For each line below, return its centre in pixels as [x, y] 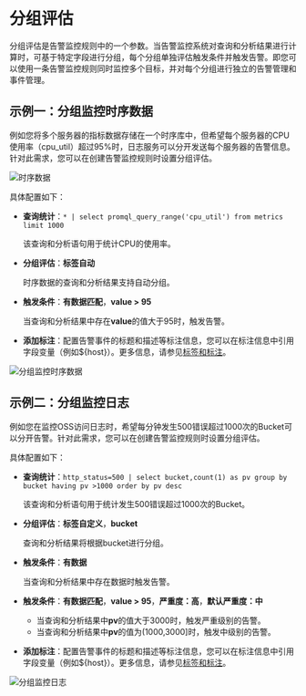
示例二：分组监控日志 [69, 403]
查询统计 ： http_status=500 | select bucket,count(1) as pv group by [155, 476]
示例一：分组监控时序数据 [81, 112]
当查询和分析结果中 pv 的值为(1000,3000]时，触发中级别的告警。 [156, 631]
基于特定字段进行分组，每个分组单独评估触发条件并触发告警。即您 [164, 57]
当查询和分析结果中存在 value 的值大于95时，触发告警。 [126, 321]
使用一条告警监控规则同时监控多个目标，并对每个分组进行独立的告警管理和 [157, 68]
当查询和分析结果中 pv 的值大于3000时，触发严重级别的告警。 [151, 620]
